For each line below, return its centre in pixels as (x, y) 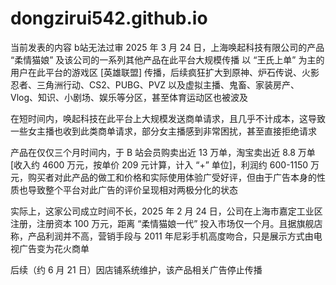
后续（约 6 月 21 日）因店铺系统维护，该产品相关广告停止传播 (136, 269)
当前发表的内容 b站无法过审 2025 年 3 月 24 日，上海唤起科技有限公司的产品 (167, 47)
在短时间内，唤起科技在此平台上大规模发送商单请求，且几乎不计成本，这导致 (168, 118)
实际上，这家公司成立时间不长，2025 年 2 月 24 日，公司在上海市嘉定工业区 (166, 211)
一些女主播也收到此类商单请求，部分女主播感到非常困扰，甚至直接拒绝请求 (163, 131)
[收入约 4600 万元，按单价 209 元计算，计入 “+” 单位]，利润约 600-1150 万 (165, 164)
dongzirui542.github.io (109, 18)
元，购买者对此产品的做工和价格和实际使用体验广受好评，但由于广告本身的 (163, 177)
